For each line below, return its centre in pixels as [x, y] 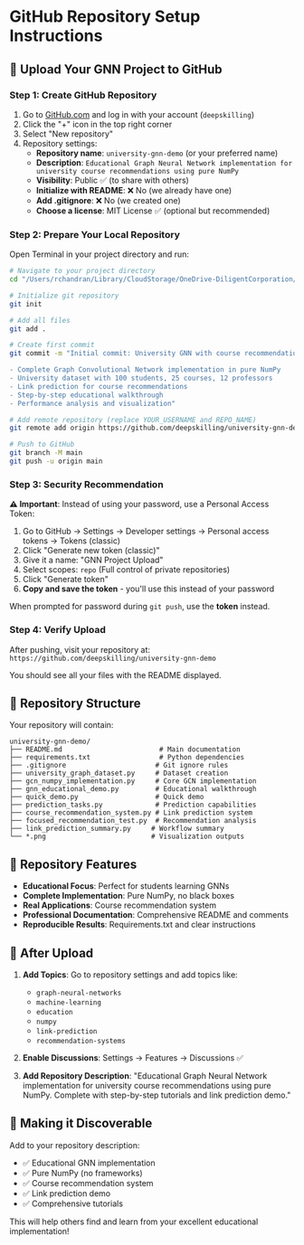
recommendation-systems [81, 1041]
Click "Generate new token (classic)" [91, 551]
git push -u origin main [56, 462]
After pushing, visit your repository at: [80, 649]
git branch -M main [46, 453]
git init [26, 304]
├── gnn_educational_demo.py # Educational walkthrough [133, 789]
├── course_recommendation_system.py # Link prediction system [131, 813]
